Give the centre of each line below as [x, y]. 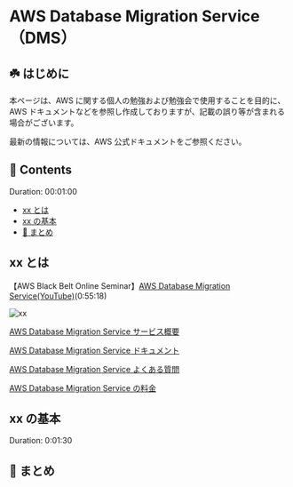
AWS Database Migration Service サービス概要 [95, 331]
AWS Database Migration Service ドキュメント [95, 350]
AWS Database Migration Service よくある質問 [95, 369]
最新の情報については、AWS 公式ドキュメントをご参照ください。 [128, 141]
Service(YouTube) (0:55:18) [58, 296]
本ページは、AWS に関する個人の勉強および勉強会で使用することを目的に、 [147, 100]
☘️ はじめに [39, 73]
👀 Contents [41, 170]
